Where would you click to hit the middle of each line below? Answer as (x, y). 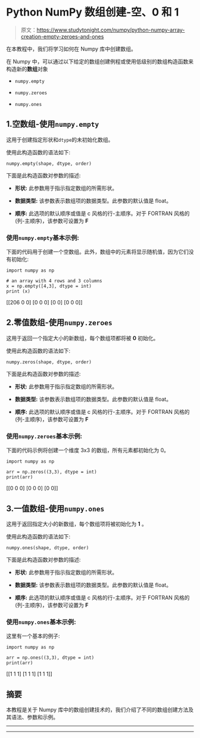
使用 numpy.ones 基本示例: (41, 622)
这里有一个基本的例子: (33, 636)
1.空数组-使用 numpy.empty (53, 124)
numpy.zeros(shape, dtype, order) (49, 362)
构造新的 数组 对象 (27, 68)
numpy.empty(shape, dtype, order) (49, 164)
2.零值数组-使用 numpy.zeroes (59, 323)
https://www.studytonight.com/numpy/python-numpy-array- (111, 30)
